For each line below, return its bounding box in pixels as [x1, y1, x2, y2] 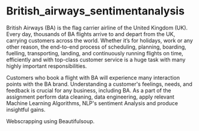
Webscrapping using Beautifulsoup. [6, 117, 95, 124]
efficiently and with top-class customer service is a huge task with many [6, 56, 186, 63]
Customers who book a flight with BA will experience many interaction [6, 74, 180, 81]
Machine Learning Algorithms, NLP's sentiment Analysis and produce [6, 99, 179, 106]
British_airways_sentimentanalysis [6, 4, 185, 18]
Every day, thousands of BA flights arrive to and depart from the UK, [6, 30, 176, 37]
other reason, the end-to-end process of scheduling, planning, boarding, [6, 43, 186, 50]
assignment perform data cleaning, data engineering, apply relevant [6, 93, 174, 100]
